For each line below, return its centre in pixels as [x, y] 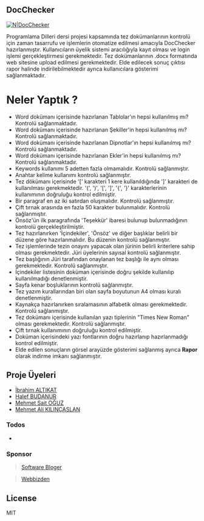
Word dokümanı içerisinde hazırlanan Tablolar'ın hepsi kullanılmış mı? [102, 117]
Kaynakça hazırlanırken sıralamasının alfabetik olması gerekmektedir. [101, 304]
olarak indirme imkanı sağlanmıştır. [58, 356]
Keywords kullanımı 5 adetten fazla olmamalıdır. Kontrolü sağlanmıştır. [102, 168]
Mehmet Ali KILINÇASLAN [48, 409]
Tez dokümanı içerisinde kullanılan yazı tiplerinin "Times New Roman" [102, 317]
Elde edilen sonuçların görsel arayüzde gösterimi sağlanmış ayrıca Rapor [106, 349]
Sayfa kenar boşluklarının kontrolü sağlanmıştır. [74, 285]
